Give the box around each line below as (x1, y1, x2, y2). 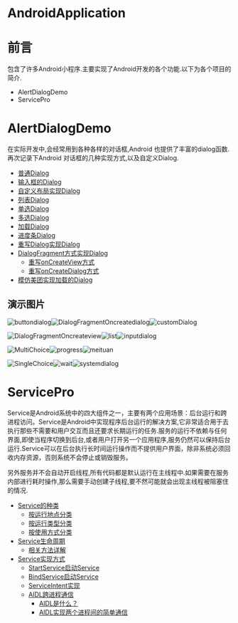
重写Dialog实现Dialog (17, 240, 80, 248)
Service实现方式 (17, 554, 65, 563)
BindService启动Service (28, 572, 99, 581)
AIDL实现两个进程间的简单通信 (38, 607, 128, 617)
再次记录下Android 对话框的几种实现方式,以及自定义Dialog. (7, 154, 179, 162)
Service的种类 (17, 501, 59, 510)
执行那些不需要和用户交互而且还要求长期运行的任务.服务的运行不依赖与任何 (7, 426, 227, 435)
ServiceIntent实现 (28, 581, 80, 590)
